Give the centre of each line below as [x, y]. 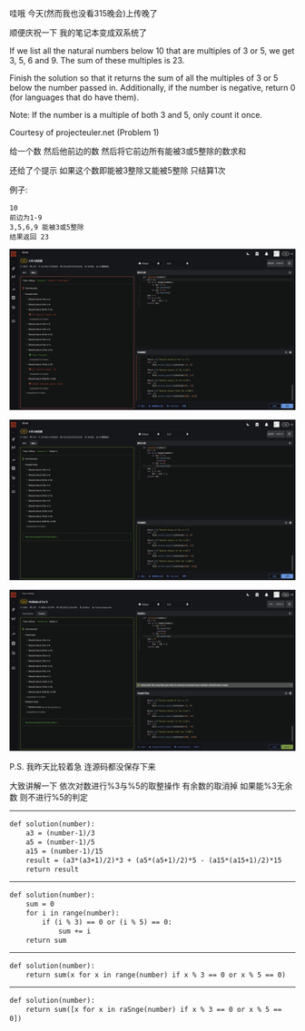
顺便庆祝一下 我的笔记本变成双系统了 [78, 33]
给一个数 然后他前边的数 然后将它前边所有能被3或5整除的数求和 [128, 151]
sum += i [74, 931]
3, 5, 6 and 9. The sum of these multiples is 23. [97, 60]
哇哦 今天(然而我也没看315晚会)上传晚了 [84, 13]
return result [52, 869]
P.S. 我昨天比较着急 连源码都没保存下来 [83, 766]
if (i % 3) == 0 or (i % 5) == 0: [107, 922]
